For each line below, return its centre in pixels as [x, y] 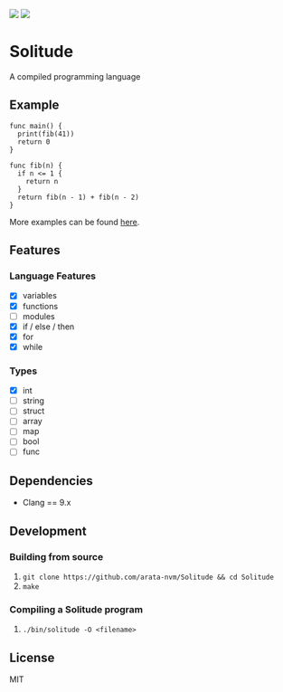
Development [48, 531]
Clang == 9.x [47, 503]
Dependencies [51, 481]
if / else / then [48, 327]
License [32, 657]
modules [39, 316]
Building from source [57, 556]
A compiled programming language [75, 76]
